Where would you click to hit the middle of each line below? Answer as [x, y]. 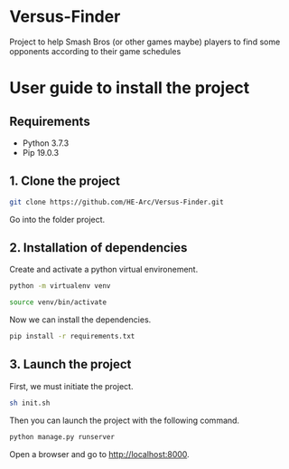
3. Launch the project [70, 364]
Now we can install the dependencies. [80, 320]
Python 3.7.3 [46, 143]
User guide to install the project [130, 88]
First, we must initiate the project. [71, 386]
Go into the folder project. [57, 219]
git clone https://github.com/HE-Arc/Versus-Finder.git [117, 202]
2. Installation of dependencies [98, 248]
